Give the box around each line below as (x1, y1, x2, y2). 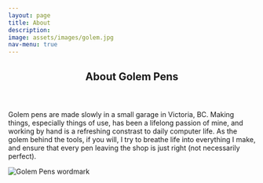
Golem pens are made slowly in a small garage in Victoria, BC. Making (8, 109, 235, 119)
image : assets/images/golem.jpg (8, 33, 114, 42)
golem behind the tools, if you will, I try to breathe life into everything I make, (8, 134, 256, 144)
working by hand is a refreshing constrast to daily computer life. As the (8, 126, 238, 136)
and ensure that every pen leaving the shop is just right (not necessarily (8, 143, 241, 152)
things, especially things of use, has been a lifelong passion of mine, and (8, 118, 243, 127)
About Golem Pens (85, 70, 179, 83)
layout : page (8, 11, 51, 20)
